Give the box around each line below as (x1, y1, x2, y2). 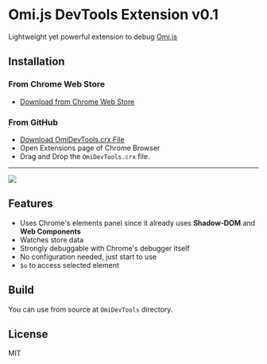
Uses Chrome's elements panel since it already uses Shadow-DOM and (19, 218, 256, 227)
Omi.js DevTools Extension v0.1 (8, 6, 219, 24)
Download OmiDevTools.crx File (19, 134, 125, 144)
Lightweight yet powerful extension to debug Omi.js (8, 32, 177, 41)
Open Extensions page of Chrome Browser (19, 143, 161, 153)
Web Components (19, 227, 81, 236)
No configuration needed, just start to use (19, 252, 157, 261)
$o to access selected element (19, 260, 119, 269)
